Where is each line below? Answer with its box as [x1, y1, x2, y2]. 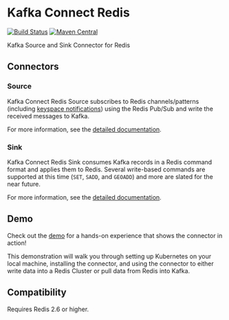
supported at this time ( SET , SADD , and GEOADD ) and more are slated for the [7, 172, 213, 180]
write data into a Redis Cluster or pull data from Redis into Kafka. [7, 266, 190, 275]
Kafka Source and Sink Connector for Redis [7, 41, 131, 49]
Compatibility [7, 287, 67, 299]
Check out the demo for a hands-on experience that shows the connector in [7, 231, 223, 239]
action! [7, 239, 27, 247]
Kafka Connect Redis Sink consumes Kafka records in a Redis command [7, 158, 212, 166]
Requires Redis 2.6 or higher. [7, 305, 89, 313]
